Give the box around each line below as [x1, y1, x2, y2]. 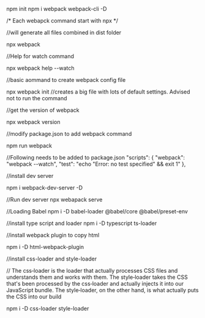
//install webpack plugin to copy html [6, 232, 100, 239]
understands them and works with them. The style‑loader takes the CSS [6, 273, 188, 281]
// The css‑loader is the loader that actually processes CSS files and [6, 267, 178, 274]
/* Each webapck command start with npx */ [6, 17, 118, 24]
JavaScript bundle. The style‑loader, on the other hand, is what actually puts [6, 287, 199, 294]
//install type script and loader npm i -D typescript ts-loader [6, 220, 157, 227]
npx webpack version [6, 119, 61, 125]
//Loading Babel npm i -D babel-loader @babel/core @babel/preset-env [6, 208, 188, 215]
